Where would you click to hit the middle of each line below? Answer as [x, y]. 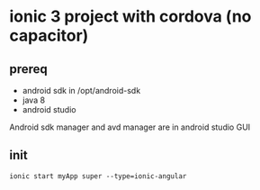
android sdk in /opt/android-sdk [81, 90]
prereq [28, 69]
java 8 [34, 100]
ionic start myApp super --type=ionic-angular [98, 176]
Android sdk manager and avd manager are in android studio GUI [130, 127]
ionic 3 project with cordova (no [130, 17]
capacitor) [49, 36]
